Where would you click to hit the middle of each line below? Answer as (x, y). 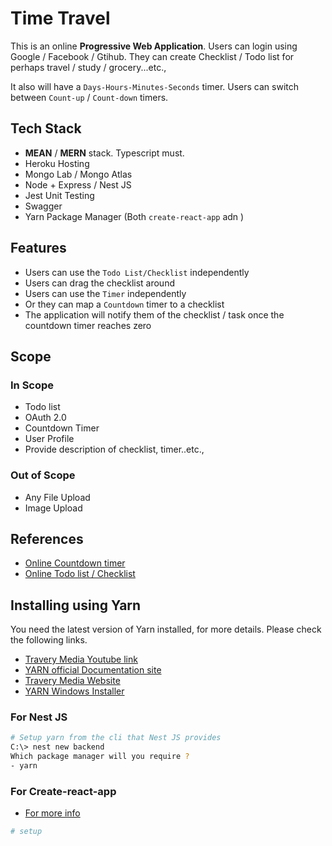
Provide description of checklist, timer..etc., (114, 449)
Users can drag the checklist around (99, 283)
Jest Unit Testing (59, 195)
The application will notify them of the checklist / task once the (154, 314)
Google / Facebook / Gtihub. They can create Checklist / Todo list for (152, 56)
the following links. (49, 640)
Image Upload (53, 508)
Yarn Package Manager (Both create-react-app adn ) (134, 216)
